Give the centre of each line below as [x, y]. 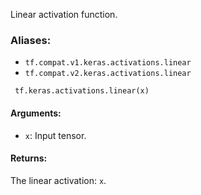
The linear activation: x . [58, 180]
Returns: [29, 158]
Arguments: [36, 113]
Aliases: [31, 40]
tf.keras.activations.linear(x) [82, 91]
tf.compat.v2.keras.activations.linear [108, 74]
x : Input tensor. [55, 135]
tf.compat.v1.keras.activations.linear [108, 63]
